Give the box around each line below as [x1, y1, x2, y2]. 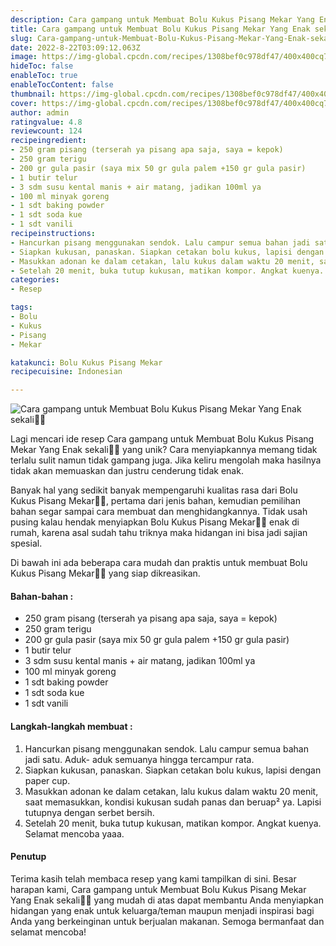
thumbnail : [10, 89, 56, 99]
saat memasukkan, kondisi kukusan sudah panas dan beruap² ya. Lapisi [24, 796, 322, 808]
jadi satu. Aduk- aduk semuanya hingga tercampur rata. [24, 753, 255, 765]
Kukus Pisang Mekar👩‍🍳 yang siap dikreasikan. [10, 567, 201, 580]
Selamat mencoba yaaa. [24, 827, 125, 840]
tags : [10, 302, 33, 313]
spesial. [10, 537, 43, 550]
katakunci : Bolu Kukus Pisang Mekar [10, 357, 163, 368]
